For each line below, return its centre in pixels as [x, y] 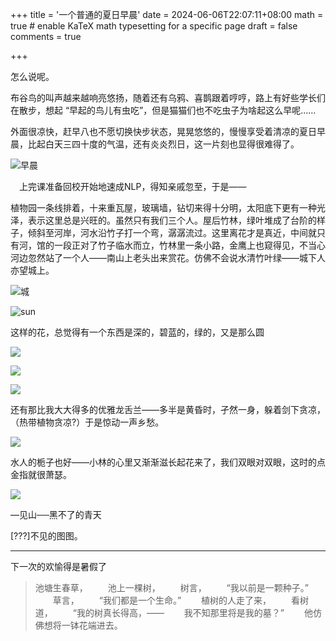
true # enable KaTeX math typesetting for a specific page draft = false [154, 26]
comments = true [46, 36]
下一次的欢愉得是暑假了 [58, 566]
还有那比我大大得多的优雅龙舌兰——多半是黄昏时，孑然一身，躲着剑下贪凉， [168, 409]
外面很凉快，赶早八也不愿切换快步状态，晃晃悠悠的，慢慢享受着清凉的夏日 [163, 131]
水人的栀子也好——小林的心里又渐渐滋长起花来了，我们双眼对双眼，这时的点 [168, 462]
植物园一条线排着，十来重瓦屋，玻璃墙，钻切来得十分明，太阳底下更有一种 [163, 207]
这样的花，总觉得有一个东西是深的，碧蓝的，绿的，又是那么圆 [137, 332]
